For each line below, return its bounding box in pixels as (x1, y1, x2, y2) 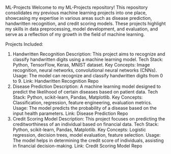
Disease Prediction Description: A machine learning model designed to (12, 83, 161, 89)
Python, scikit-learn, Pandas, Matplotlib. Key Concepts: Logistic (12, 127, 147, 133)
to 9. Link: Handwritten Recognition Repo (12, 78, 99, 84)
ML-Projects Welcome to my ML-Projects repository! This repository (5, 5, 148, 10)
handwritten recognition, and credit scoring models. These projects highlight (5, 20, 166, 26)
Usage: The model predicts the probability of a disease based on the (12, 105, 157, 111)
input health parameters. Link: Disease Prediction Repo (12, 110, 128, 116)
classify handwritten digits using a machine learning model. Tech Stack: (12, 56, 164, 63)
